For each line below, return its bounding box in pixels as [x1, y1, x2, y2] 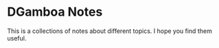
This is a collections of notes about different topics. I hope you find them [7, 27, 213, 35]
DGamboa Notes [7, 4, 103, 20]
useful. [7, 34, 27, 42]
